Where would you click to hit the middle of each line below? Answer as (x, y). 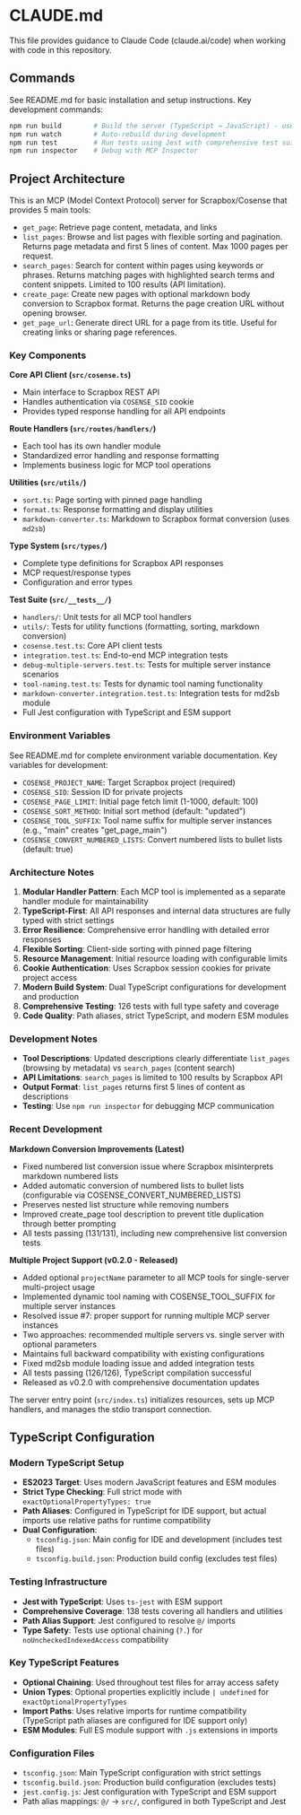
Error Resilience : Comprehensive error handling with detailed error (146, 929)
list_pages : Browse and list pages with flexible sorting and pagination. (152, 237)
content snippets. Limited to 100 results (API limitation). (124, 284)
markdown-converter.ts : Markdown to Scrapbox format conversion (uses (156, 519)
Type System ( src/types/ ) (58, 546)
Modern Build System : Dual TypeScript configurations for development (154, 987)
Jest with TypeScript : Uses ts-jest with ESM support (122, 1601)
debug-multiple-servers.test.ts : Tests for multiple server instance (146, 665)
